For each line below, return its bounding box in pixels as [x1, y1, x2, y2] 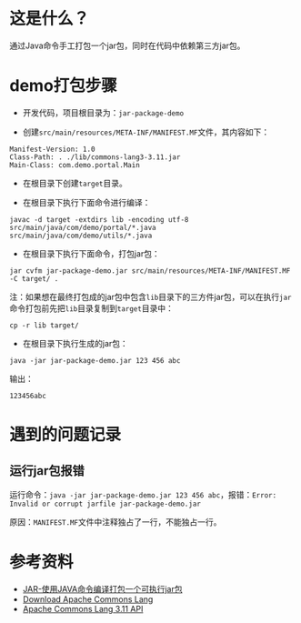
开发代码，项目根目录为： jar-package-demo [22, 106, 185, 118]
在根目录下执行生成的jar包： [22, 337, 129, 348]
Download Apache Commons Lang [22, 593, 154, 605]
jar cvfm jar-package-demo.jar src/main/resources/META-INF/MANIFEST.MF [9, 266, 291, 276]
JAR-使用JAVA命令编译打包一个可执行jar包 [22, 583, 183, 594]
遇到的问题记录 [9, 425, 122, 446]
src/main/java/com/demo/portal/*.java [9, 223, 156, 232]
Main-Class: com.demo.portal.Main [9, 160, 141, 169]
